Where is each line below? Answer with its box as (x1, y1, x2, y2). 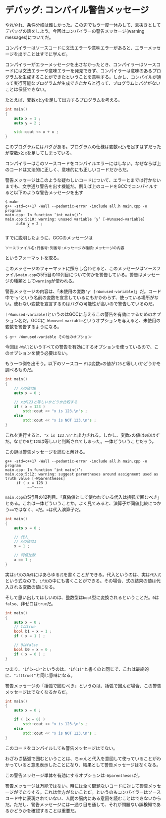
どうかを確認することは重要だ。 (13, 808, 79, 814)
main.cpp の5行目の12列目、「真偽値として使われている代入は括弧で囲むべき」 (5, 494, 160, 500)
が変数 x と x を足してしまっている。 (5, 150, 74, 156)
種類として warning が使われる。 (13, 278, 77, 284)
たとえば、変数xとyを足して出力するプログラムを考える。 (5, 97, 123, 103)
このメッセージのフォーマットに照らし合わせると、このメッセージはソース (5, 266, 157, 272)
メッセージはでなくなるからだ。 (5, 689, 70, 695)
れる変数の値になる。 (13, 584, 57, 590)
